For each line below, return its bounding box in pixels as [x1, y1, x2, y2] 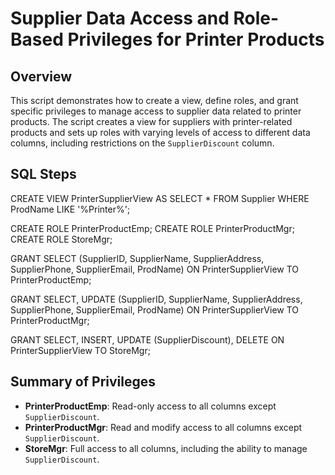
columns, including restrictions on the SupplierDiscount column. [10, 137, 275, 149]
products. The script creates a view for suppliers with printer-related [10, 116, 293, 127]
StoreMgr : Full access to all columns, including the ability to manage [24, 442, 308, 454]
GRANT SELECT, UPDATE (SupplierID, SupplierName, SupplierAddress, [10, 293, 303, 305]
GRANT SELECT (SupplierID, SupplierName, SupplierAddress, [10, 252, 265, 264]
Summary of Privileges [10, 373, 157, 391]
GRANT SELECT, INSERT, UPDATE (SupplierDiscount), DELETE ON [10, 333, 285, 346]
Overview [10, 68, 73, 85]
